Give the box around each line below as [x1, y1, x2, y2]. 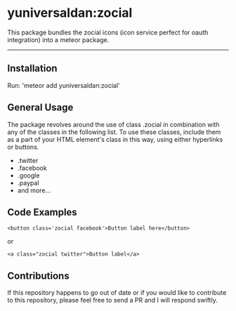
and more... [17, 186, 51, 194]
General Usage [7, 102, 74, 114]
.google [17, 171, 40, 180]
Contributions [7, 270, 70, 282]
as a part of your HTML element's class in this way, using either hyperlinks [7, 135, 223, 143]
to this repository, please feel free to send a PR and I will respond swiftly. [7, 296, 218, 305]
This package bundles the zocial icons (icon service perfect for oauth [7, 28, 209, 37]
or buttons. [7, 143, 39, 151]
